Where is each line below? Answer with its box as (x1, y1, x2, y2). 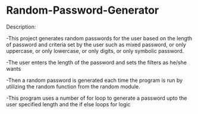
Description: (6, 23, 36, 30)
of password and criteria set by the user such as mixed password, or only (6, 41, 186, 48)
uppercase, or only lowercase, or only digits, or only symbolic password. (6, 47, 184, 54)
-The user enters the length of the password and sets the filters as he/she (6, 59, 187, 66)
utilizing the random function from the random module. (6, 83, 141, 90)
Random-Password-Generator (6, 4, 159, 17)
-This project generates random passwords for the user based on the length (6, 34, 193, 42)
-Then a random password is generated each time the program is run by (6, 77, 183, 84)
